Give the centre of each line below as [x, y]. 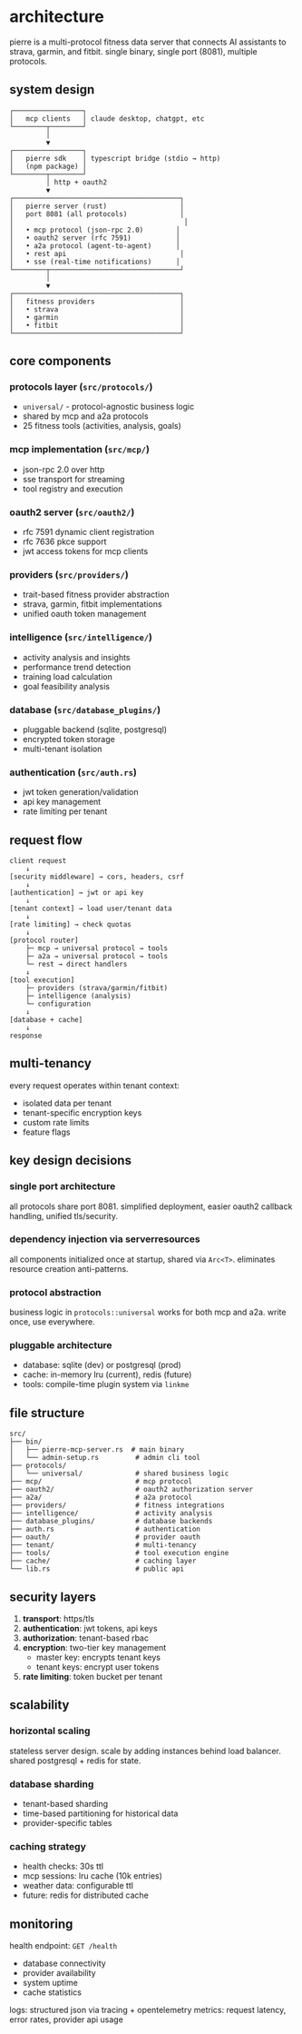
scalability [39, 1705]
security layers [53, 1597]
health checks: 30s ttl [63, 1866]
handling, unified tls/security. [63, 1215]
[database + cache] [46, 1020]
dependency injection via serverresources [105, 1239]
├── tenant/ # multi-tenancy [103, 1545]
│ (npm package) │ [49, 166]
